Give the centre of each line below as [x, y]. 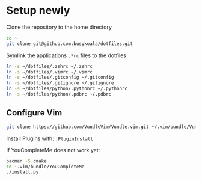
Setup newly [38, 11]
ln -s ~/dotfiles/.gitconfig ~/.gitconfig [60, 78]
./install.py [23, 172]
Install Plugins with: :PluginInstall [50, 138]
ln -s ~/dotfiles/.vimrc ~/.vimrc [50, 72]
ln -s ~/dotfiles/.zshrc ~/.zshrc [50, 66]
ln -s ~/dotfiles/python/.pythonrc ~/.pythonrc [67, 89]
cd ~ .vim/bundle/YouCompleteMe [45, 167]
